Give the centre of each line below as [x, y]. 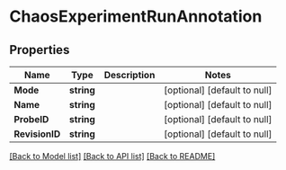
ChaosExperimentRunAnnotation [136, 17]
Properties [40, 50]
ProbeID [31, 119]
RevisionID [37, 134]
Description [130, 75]
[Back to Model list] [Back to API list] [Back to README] [112, 156]
